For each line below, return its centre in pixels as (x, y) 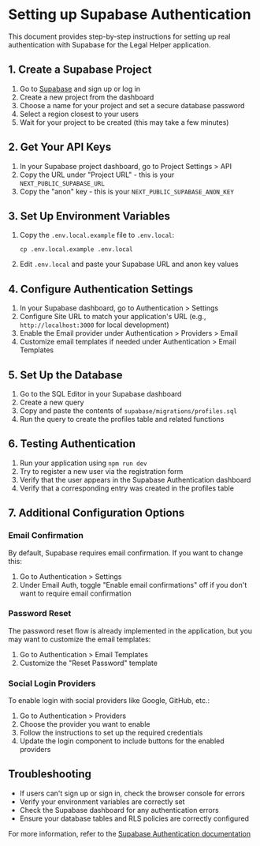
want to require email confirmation (75, 593)
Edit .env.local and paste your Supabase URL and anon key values (129, 264)
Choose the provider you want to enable (85, 724)
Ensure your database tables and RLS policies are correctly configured (134, 818)
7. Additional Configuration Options (97, 513)
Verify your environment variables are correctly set (102, 801)
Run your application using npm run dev (83, 463)
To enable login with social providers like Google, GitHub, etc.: (109, 701)
